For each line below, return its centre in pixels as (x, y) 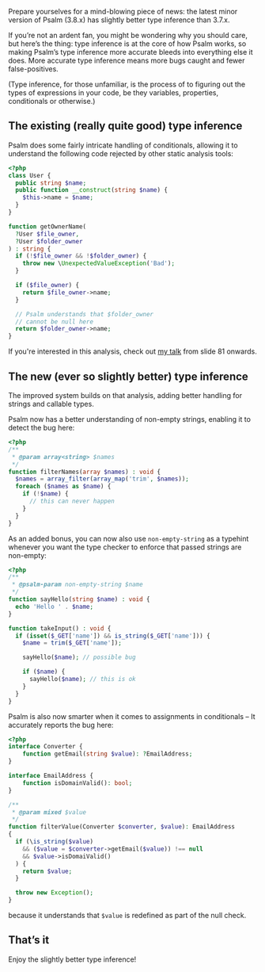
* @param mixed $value (49, 812)
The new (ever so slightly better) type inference (129, 376)
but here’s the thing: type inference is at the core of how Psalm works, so (127, 44)
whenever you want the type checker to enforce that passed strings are (125, 547)
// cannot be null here (54, 321)
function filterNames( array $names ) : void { (84, 472)
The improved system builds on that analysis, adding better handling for (125, 395)
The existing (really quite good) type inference (125, 126)
